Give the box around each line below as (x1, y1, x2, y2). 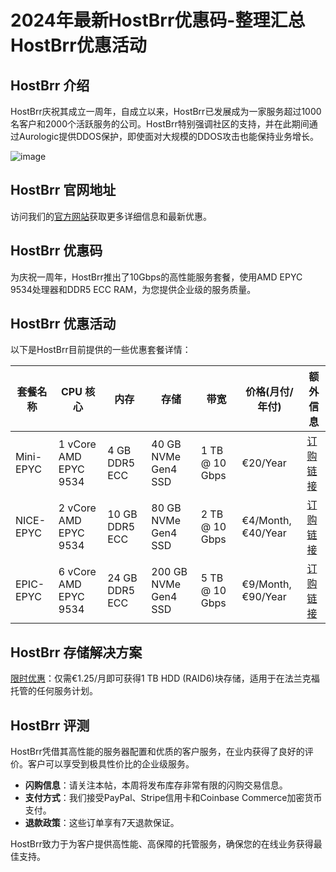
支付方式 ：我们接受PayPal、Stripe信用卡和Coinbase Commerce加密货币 (24, 792, 323, 804)
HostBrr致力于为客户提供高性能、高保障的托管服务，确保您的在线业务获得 (10, 838, 314, 850)
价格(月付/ (245, 385, 294, 399)
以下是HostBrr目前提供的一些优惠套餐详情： (10, 344, 192, 356)
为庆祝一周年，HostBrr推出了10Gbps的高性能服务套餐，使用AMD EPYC (10, 271, 303, 283)
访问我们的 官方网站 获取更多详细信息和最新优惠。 (10, 210, 212, 222)
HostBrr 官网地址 (10, 182, 117, 199)
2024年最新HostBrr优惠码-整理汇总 (10, 9, 306, 32)
